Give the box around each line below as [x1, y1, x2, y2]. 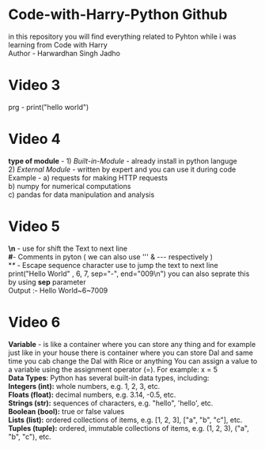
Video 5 [8, 217, 61, 235]
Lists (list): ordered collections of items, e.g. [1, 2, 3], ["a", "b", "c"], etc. [8, 415, 243, 424]
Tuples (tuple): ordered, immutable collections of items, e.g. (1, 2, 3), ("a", [8, 423, 249, 432]
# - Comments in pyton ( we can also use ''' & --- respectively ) [8, 251, 214, 262]
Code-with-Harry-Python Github [8, 6, 228, 24]
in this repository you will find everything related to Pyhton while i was [8, 32, 237, 41]
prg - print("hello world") [8, 102, 89, 111]
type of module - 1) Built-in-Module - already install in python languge [8, 156, 237, 165]
